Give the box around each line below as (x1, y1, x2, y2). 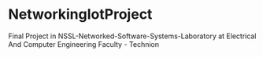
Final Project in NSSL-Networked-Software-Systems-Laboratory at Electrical (8, 31, 257, 41)
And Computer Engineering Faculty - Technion (8, 39, 160, 48)
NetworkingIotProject (8, 5, 153, 23)
